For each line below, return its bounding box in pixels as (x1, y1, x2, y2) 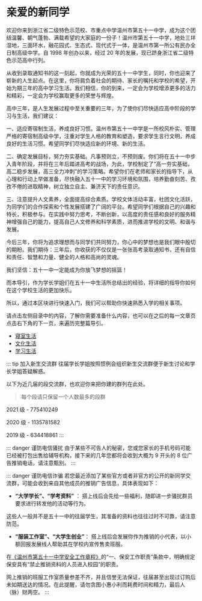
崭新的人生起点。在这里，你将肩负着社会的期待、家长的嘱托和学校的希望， (6, 76, 191, 84)
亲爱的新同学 (6, 5, 70, 19)
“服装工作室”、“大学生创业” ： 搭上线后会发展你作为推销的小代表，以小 (14, 532, 191, 540)
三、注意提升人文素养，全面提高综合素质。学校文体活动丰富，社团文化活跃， (6, 195, 196, 203)
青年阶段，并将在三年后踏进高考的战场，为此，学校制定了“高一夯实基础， (11, 160, 194, 167)
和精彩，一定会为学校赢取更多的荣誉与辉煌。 (6, 91, 117, 99)
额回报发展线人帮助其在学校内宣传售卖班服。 (14, 540, 126, 548)
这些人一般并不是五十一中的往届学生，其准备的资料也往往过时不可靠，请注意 (6, 512, 196, 520)
